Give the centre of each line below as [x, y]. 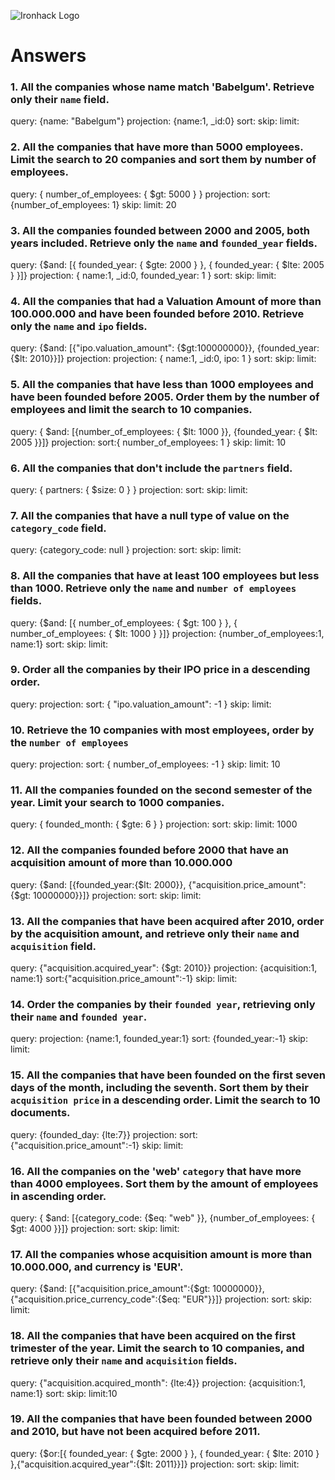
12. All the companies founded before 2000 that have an [149, 850]
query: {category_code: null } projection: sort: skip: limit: [126, 550]
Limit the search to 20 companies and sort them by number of [163, 160]
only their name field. [60, 100]
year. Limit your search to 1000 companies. [117, 803]
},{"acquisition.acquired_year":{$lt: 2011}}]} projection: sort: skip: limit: [155, 1464]
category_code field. [58, 528]
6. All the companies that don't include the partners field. [151, 468]
